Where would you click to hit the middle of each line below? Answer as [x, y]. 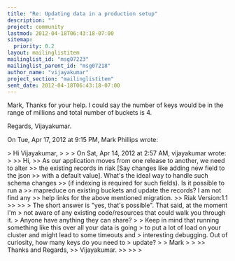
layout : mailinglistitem [43, 53]
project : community [36, 27]
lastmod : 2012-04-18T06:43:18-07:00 [60, 33]
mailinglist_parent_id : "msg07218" [59, 66]
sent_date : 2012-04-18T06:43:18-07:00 [64, 85]
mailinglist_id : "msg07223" [48, 59]
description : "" [31, 20]
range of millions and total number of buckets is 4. [80, 113]
